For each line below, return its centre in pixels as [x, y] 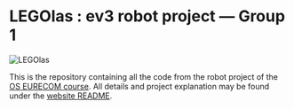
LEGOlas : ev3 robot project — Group [147, 16]
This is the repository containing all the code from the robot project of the [143, 76]
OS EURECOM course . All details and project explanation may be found [139, 86]
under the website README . [61, 96]
